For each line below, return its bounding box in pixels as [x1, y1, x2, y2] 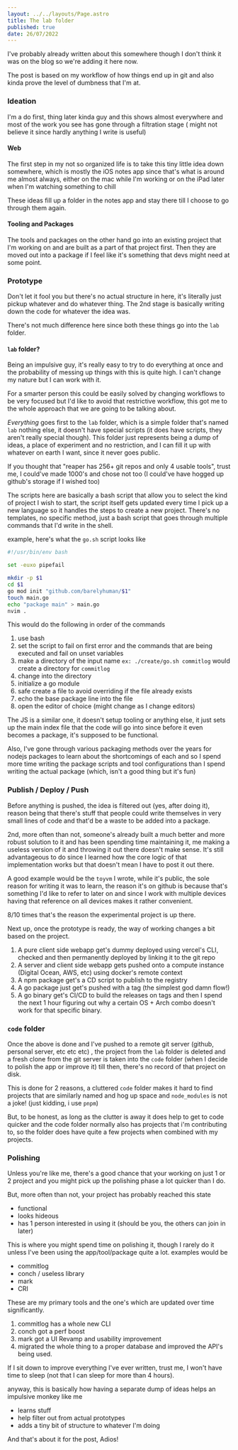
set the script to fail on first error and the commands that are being [17, 642, 212, 650]
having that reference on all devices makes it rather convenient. [7, 897, 193, 905]
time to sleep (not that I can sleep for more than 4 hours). [7, 1371, 175, 1380]
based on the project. [7, 931, 70, 940]
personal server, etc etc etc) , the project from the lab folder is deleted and [7, 1047, 226, 1056]
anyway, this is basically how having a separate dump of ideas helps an [7, 1385, 216, 1393]
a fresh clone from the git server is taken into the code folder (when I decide [7, 1055, 228, 1064]
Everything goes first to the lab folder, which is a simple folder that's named [7, 418, 229, 427]
